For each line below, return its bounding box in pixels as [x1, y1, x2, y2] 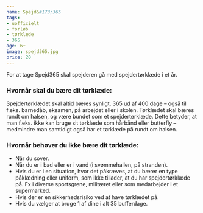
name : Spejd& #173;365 [6, 9, 62, 15]
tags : [6, 15, 20, 21]
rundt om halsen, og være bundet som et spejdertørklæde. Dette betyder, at [6, 113, 197, 120]
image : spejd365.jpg [6, 49, 59, 55]
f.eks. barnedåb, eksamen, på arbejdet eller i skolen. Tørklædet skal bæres [6, 106, 194, 113]
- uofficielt [6, 20, 40, 26]
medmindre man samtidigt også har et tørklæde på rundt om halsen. [6, 125, 178, 133]
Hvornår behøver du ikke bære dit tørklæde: [6, 141, 139, 149]
